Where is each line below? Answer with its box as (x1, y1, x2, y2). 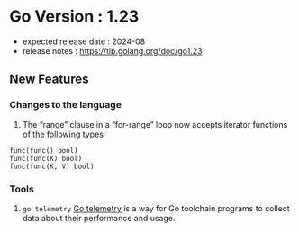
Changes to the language (9, 99, 122, 112)
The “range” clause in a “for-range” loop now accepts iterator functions (22, 119, 288, 129)
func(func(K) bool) (9, 154, 83, 163)
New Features (9, 72, 89, 87)
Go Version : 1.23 (9, 6, 140, 27)
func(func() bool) (9, 146, 78, 155)
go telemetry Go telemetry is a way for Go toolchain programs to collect (22, 202, 290, 213)
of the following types (22, 129, 104, 139)
